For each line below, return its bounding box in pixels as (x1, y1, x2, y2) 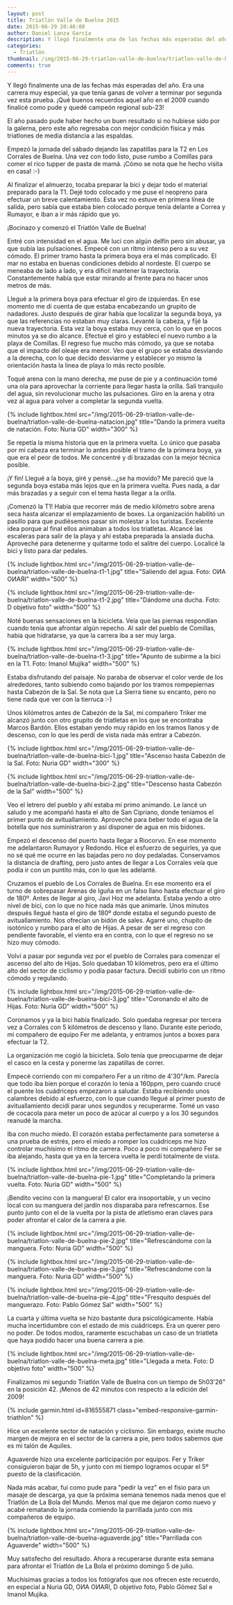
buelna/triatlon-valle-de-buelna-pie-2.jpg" (7, 1236, 128, 1244)
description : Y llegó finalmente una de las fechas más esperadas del (7, 36, 216, 43)
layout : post (7, 10, 45, 17)
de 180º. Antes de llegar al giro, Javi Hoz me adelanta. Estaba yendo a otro (7, 894, 221, 902)
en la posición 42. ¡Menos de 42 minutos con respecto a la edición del (7, 1385, 208, 1393)
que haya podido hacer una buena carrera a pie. (7, 1335, 145, 1344)
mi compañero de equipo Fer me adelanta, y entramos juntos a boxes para (7, 1030, 220, 1039)
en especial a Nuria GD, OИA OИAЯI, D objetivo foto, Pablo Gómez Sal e (7, 1582, 213, 1591)
